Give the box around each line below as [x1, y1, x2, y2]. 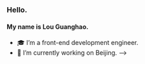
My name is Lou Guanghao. [6, 23, 89, 31]
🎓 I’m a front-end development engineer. [16, 39, 139, 47]
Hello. [6, 5, 28, 15]
